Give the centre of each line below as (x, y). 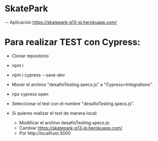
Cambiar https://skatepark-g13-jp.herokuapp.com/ (71, 128)
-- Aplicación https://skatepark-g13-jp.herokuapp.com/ (61, 22)
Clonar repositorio (30, 56)
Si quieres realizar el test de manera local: (54, 113)
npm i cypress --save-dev (38, 75)
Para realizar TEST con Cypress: (73, 42)
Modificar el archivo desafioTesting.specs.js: (65, 123)
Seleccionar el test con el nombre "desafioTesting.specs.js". (73, 104)
